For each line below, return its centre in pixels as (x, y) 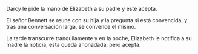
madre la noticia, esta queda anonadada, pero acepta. (74, 45)
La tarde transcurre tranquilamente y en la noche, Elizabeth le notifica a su (99, 38)
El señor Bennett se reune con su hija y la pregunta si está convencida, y (97, 20)
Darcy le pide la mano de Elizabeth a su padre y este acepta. (82, 9)
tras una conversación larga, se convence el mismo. (71, 27)
